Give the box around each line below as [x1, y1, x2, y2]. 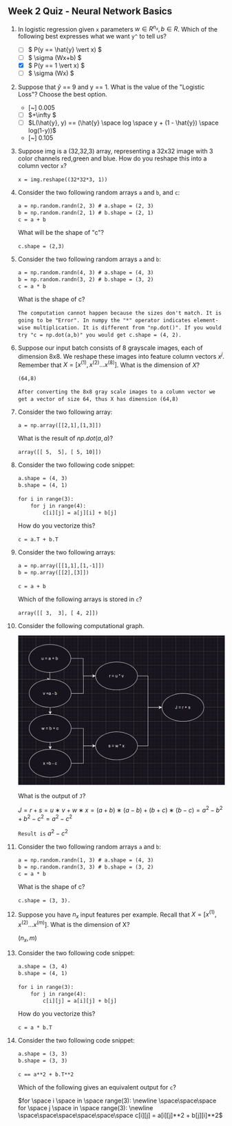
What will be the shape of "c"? [17, 228, 104, 236]
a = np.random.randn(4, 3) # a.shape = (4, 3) [17, 269, 154, 276]
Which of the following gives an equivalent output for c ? [17, 1083, 176, 1091]
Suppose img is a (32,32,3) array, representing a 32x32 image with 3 [17, 147, 213, 155]
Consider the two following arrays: [17, 548, 116, 556]
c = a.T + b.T [17, 536, 59, 543]
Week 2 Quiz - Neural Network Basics [8, 6, 173, 17]
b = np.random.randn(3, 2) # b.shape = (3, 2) [17, 275, 154, 283]
